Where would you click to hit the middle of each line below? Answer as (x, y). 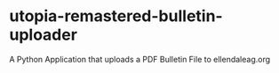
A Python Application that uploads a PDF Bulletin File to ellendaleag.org (140, 59)
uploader (44, 35)
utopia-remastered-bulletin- (116, 16)
